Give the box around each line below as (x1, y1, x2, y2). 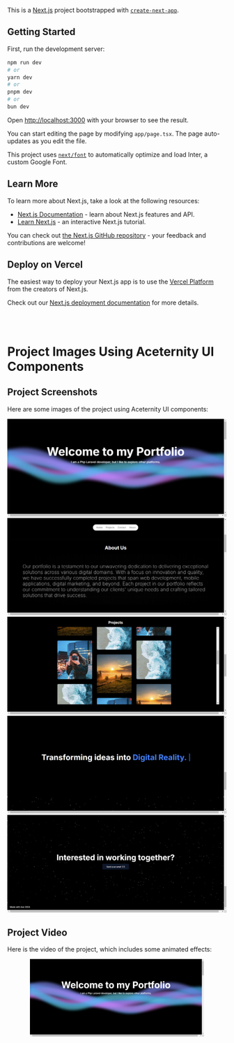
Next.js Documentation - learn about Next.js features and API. (17, 210, 195, 219)
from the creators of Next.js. (7, 284, 88, 293)
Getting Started (7, 26, 76, 38)
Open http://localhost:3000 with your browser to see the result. (7, 115, 189, 124)
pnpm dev (7, 89, 33, 96)
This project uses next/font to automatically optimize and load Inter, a (7, 150, 208, 159)
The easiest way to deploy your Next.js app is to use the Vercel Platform (7, 277, 214, 286)
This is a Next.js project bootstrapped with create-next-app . (7, 6, 180, 14)
